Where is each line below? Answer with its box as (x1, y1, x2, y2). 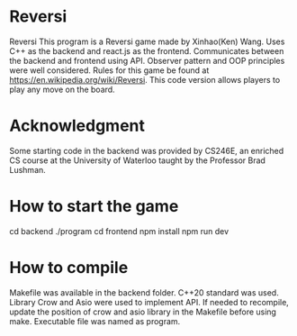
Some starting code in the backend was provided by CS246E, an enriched (9, 145, 284, 156)
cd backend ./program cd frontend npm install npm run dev (9, 225, 229, 236)
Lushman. (9, 164, 47, 175)
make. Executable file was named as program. (9, 315, 181, 326)
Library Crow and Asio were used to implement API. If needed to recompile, (9, 296, 290, 307)
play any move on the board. (9, 84, 115, 95)
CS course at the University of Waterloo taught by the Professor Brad (9, 155, 265, 166)
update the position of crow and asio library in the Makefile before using (9, 306, 277, 317)
